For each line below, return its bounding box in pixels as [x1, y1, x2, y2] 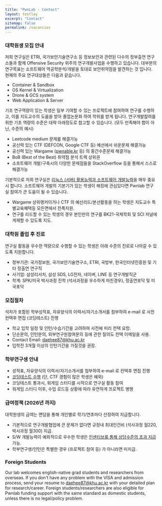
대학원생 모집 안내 [5, 42, 44, 49]
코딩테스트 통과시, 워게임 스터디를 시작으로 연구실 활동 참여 [12, 380, 123, 386]
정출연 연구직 [17, 265, 42, 271]
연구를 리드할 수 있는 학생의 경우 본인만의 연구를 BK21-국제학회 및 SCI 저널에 [12, 211, 157, 217]
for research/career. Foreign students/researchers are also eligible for [5, 485, 144, 491]
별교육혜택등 [12, 205, 36, 211]
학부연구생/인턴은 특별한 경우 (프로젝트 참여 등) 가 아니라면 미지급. [12, 446, 137, 452]
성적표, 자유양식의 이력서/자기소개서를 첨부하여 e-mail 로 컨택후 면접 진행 [12, 368, 150, 374]
